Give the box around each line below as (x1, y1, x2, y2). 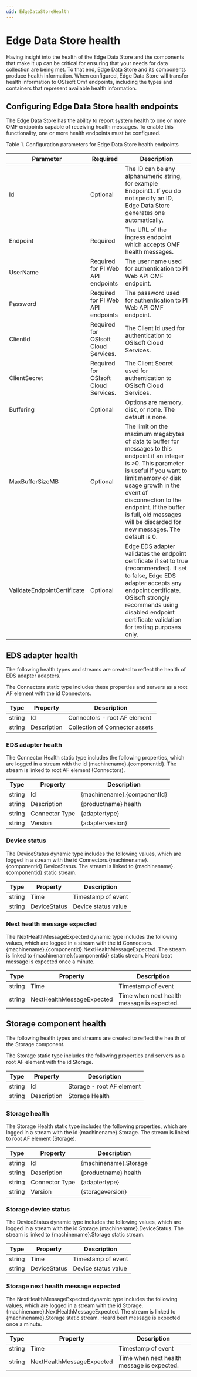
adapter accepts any (125, 579, 182, 587)
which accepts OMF (125, 240, 181, 248)
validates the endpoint (125, 550, 186, 558)
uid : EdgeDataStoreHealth (6, 8, 69, 15)
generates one (125, 209, 165, 217)
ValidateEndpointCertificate (9, 586, 85, 595)
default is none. (125, 413, 168, 421)
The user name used (125, 257, 182, 266)
